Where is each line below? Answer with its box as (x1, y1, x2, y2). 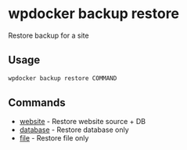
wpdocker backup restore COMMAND (8, 74, 117, 82)
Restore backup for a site (8, 31, 89, 40)
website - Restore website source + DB (19, 117, 146, 126)
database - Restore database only (19, 125, 129, 134)
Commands (8, 96, 67, 110)
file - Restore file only (19, 134, 89, 143)
